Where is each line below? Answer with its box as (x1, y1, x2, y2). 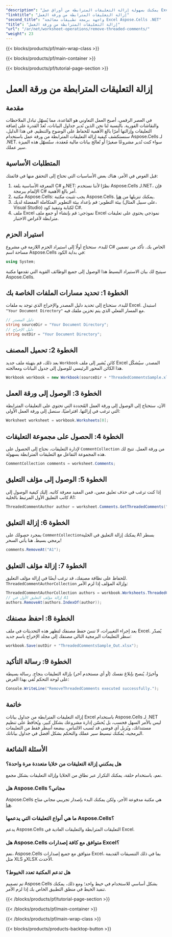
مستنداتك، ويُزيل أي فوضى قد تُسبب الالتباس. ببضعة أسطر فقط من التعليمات (6, 725, 151, 731)
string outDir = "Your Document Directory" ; (6, 331, 102, 337)
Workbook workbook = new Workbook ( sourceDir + (6, 375, 107, 380)
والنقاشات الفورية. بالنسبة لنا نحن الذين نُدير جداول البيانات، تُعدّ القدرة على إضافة (6, 122, 159, 129)
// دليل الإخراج (6, 327, 34, 332)
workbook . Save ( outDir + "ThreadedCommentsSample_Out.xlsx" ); (6, 643, 139, 648)
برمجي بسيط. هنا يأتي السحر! (6, 537, 62, 543)
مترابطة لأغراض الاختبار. (13, 215, 59, 221)
